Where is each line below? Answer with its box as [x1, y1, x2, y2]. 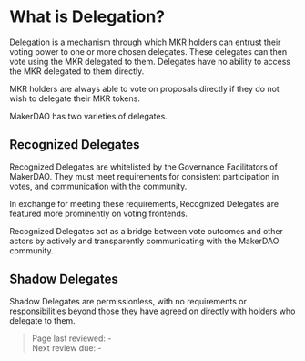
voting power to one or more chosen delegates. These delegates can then [9, 46, 288, 57]
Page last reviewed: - [31, 333, 112, 344]
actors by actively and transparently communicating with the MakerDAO [9, 235, 280, 246]
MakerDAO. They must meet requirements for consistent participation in [9, 170, 280, 181]
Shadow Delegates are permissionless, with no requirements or [9, 295, 248, 306]
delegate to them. [9, 315, 76, 325]
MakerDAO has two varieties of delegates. [9, 110, 168, 121]
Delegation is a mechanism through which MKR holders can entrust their [9, 36, 281, 47]
